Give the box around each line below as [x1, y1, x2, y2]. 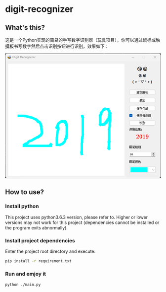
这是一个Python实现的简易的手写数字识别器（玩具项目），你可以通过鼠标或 [5, 37, 156, 43]
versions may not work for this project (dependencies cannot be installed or [5, 219, 160, 225]
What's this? [5, 23, 45, 32]
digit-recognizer [5, 3, 74, 15]
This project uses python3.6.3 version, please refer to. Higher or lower [5, 214, 148, 220]
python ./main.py [5, 282, 41, 288]
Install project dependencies [5, 237, 76, 244]
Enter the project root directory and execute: [5, 248, 96, 254]
